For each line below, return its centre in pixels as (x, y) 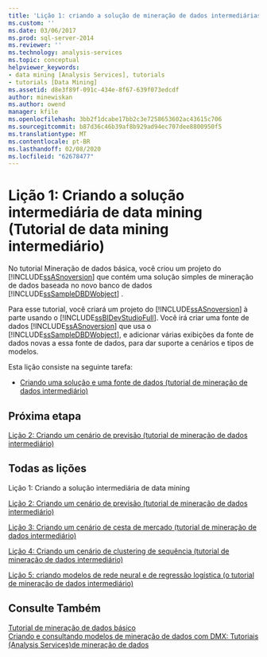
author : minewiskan (41, 97)
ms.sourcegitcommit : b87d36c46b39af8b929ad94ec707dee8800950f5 (115, 127)
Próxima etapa (45, 416)
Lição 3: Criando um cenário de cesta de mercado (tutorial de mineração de (132, 527)
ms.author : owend (37, 104)
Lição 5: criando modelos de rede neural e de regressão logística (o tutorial (131, 575)
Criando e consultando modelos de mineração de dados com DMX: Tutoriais (133, 636)
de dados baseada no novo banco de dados (80, 285)
